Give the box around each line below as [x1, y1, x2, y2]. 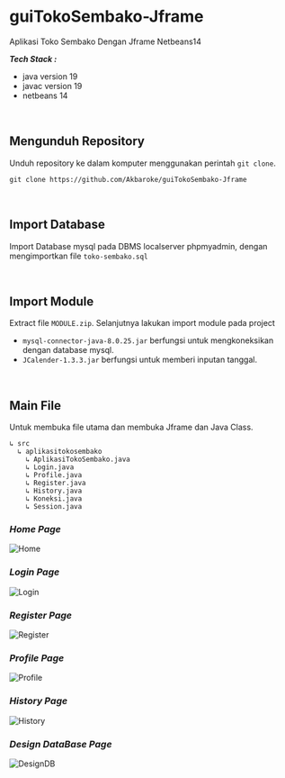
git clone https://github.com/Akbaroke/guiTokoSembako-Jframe [9, 175, 247, 184]
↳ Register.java [25, 479, 87, 488]
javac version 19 [22, 80, 83, 91]
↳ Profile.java [25, 471, 83, 480]
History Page [9, 695, 68, 708]
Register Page [9, 609, 72, 621]
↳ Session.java [25, 502, 83, 511]
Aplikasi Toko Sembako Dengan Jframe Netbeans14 [9, 36, 202, 47]
